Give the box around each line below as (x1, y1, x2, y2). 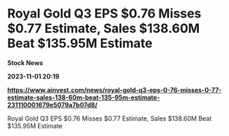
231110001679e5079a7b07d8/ (7, 100, 98, 109)
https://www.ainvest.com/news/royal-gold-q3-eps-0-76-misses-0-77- (7, 86, 222, 94)
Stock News (7, 58, 44, 67)
